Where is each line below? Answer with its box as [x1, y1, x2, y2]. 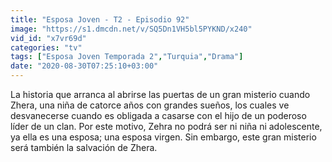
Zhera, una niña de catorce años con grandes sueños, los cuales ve [10, 99, 290, 111]
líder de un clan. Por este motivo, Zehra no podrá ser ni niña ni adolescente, [10, 121, 323, 132]
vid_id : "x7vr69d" [10, 33, 87, 43]
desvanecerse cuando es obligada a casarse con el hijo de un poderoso [10, 110, 307, 121]
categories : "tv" [10, 42, 83, 53]
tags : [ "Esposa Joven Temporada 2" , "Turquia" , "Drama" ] [10, 52, 244, 62]
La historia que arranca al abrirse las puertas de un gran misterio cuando [10, 89, 311, 100]
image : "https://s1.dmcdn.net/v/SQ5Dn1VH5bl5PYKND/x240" [10, 24, 253, 34]
